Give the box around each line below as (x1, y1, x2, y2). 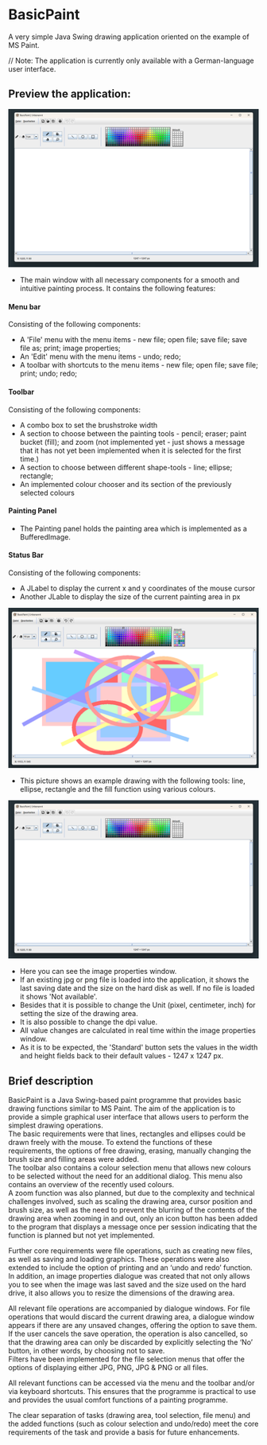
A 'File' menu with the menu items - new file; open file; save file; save (19, 335, 248, 345)
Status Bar (8, 551, 44, 560)
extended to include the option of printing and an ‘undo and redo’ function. (8, 1263, 253, 1272)
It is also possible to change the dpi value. (19, 1017, 157, 1027)
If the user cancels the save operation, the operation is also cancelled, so (8, 1329, 248, 1338)
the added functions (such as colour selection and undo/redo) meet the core (8, 1419, 259, 1429)
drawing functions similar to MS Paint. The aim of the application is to (8, 1104, 236, 1113)
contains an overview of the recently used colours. (8, 1180, 175, 1190)
